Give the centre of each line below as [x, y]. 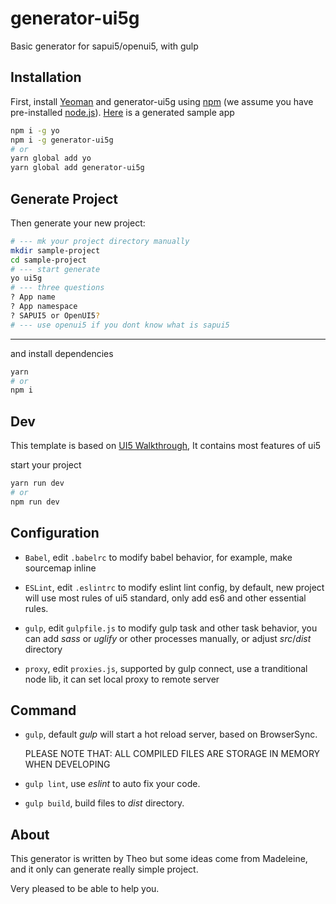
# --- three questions [57, 288]
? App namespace [44, 307]
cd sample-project [48, 260]
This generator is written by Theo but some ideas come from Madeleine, [159, 859]
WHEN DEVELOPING [67, 764]
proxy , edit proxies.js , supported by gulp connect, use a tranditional [166, 668]
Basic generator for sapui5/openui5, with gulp [104, 46]
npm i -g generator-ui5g [62, 140]
